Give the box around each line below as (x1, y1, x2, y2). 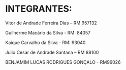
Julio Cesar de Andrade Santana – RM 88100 (5, 49, 99, 55)
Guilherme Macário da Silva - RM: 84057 (5, 29, 91, 36)
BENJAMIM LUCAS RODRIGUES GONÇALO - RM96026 (5, 59, 121, 65)
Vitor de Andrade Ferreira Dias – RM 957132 (5, 20, 98, 26)
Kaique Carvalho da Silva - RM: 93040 (5, 39, 86, 46)
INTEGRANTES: (5, 3, 72, 15)
